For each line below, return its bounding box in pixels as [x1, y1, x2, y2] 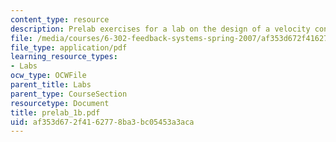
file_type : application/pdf [10, 42, 128, 53]
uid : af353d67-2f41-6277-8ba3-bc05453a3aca [10, 117, 195, 127]
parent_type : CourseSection [10, 89, 128, 99]
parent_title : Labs [10, 80, 92, 90]
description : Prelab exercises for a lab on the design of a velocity [10, 24, 311, 34]
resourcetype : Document [10, 98, 110, 108]
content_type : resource [10, 14, 110, 25]
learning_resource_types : [10, 52, 118, 62]
